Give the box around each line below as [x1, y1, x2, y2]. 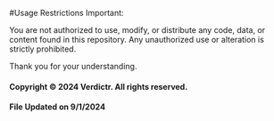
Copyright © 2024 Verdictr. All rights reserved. [9, 81, 188, 92]
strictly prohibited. [9, 44, 77, 54]
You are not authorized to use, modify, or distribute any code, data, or [9, 25, 266, 35]
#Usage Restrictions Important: [9, 8, 124, 18]
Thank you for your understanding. [9, 61, 137, 71]
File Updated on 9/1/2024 [9, 101, 105, 112]
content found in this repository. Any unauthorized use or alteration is [9, 35, 265, 44]
